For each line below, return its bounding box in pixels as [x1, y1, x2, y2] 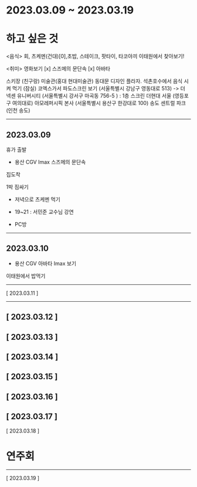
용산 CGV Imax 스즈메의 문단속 [14, 158, 86, 165]
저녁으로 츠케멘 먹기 [14, 196, 60, 203]
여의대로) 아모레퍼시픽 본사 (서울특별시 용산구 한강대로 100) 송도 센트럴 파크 [12, 100, 186, 107]
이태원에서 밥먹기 [6, 272, 46, 279]
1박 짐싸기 [6, 183, 29, 190]
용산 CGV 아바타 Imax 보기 [14, 260, 77, 267]
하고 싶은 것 [6, 32, 59, 46]
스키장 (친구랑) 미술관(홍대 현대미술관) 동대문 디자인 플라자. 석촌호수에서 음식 [6, 77, 183, 85]
